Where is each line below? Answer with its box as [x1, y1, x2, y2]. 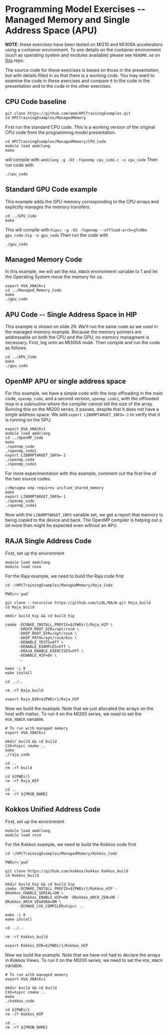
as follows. [5, 345, 27, 351]
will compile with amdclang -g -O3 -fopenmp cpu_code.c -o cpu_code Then [5, 156, 158, 162]
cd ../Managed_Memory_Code [5, 288, 61, 293]
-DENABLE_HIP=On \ [18, 653, 57, 658]
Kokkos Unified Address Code [5, 805, 101, 814]
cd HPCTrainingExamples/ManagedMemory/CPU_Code [5, 139, 106, 144]
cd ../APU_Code [5, 355, 37, 360]
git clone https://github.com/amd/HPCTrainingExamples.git [5, 111, 131, 116]
